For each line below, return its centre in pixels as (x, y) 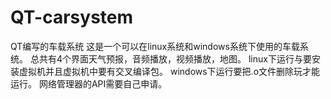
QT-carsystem (72, 17)
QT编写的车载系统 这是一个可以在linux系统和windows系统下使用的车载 (155, 46)
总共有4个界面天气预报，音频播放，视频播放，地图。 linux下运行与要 (170, 58)
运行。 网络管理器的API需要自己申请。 (89, 83)
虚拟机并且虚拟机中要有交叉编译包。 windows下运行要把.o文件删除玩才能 (169, 71)
